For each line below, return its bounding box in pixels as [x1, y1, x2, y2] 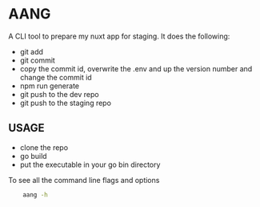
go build [19, 151, 47, 160]
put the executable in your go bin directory [19, 160, 161, 169]
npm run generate [19, 81, 80, 91]
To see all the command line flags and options [8, 175, 160, 185]
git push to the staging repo [19, 98, 112, 108]
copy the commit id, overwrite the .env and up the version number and [19, 63, 253, 73]
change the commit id [19, 72, 92, 82]
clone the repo [19, 142, 69, 152]
